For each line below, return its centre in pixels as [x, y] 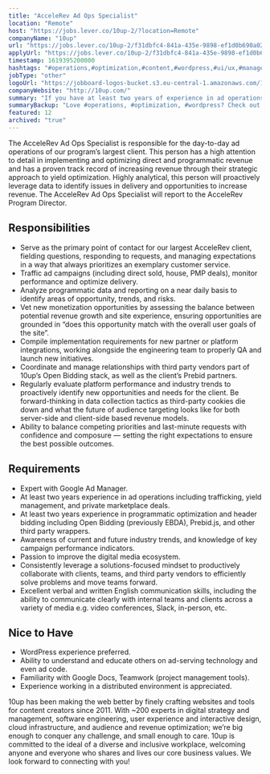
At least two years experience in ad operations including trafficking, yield [141, 497]
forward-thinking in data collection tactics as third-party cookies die [133, 401]
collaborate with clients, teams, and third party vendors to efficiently [133, 573]
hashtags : [25, 68]
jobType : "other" [37, 75]
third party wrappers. [55, 531]
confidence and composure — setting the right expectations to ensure [136, 435]
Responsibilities [49, 228]
